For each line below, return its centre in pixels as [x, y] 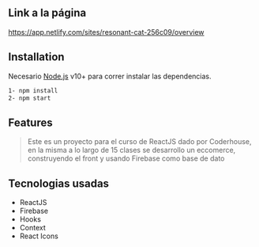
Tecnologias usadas [58, 183]
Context [32, 228]
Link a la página [47, 13]
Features [30, 122]
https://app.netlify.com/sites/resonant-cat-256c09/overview [106, 32]
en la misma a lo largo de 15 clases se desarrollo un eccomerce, [131, 150]
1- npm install [33, 90]
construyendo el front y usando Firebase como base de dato [126, 158]
